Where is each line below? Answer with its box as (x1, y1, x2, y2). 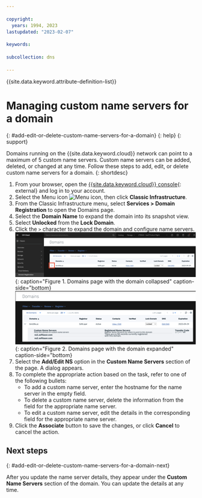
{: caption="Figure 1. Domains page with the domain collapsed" (14, 278, 173, 285)
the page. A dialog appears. (14, 364, 84, 372)
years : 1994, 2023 (11, 22, 58, 28)
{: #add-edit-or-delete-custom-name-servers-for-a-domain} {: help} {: (6, 131, 182, 139)
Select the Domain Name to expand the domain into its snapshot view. (14, 213, 189, 220)
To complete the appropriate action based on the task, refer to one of (14, 370, 187, 378)
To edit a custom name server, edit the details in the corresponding (23, 409, 191, 416)
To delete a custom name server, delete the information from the (23, 396, 184, 403)
